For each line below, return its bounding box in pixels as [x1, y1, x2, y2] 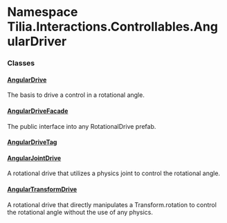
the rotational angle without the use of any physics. [7, 208, 154, 216]
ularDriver [7, 34, 67, 49]
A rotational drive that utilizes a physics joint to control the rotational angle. [7, 169, 220, 177]
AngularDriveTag [7, 138, 57, 146]
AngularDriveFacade [7, 107, 69, 115]
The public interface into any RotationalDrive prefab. [7, 122, 156, 130]
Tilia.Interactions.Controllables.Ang [7, 19, 218, 35]
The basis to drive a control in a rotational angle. [7, 91, 145, 99]
